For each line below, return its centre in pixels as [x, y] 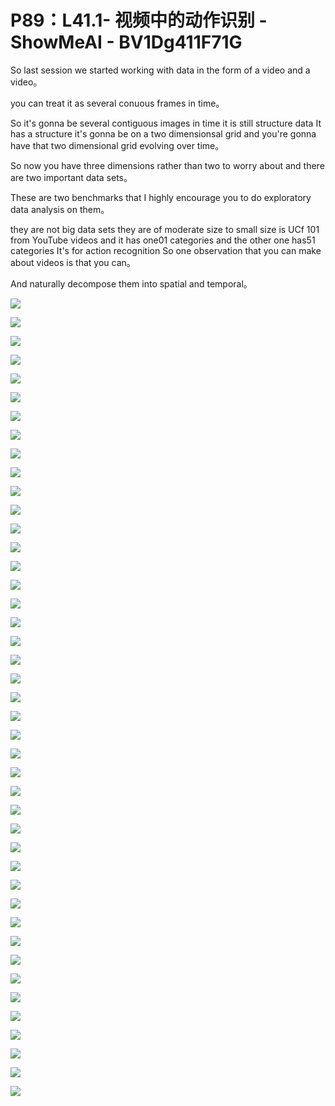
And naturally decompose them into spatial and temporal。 [131, 283]
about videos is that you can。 [73, 262]
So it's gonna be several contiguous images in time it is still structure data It [166, 123]
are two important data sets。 [71, 177]
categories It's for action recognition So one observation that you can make [166, 250]
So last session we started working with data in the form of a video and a [160, 70]
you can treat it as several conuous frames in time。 [117, 103]
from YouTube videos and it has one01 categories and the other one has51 [163, 240]
